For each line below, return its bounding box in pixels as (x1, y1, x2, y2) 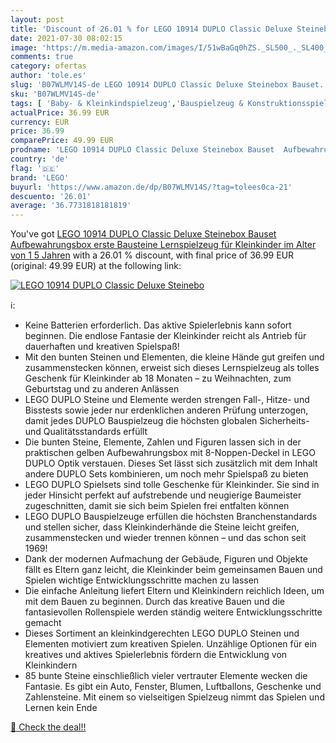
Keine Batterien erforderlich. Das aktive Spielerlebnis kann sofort (24, 319, 292, 331)
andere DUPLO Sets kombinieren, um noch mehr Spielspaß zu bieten (24, 468, 309, 480)
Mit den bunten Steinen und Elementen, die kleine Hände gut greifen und (24, 351, 325, 363)
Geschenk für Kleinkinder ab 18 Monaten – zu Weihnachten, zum (24, 372, 292, 385)
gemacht (24, 617, 62, 629)
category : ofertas (10, 61, 87, 71)
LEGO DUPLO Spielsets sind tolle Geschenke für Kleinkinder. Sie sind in (24, 479, 320, 491)
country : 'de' (10, 154, 70, 164)
